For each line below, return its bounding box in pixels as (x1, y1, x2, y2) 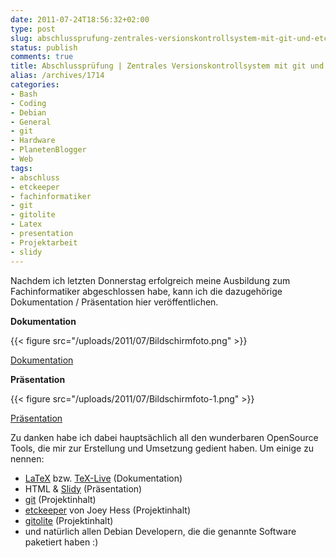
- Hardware (10, 136, 56, 146)
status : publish (10, 42, 78, 53)
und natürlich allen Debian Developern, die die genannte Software (24, 525, 297, 537)
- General (10, 117, 52, 127)
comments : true (10, 52, 74, 62)
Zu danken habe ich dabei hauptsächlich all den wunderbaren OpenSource (10, 431, 319, 443)
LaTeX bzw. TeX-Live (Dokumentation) (24, 472, 183, 484)
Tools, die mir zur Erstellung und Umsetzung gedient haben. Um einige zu (10, 442, 315, 454)
